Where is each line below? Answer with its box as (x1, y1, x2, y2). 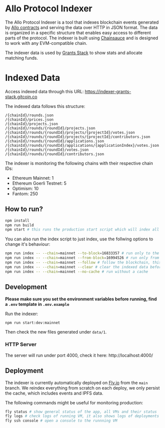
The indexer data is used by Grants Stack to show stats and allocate (5, 50, 142, 56)
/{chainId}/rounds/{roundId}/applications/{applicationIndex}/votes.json (5, 143, 160, 148)
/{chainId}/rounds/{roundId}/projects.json (5, 126, 96, 131)
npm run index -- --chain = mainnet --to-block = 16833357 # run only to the (5, 251, 160, 256)
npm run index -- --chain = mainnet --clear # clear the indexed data (5, 264, 148, 269)
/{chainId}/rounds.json (5, 113, 54, 118)
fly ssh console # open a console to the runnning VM (5, 418, 118, 424)
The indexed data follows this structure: (5, 103, 85, 109)
